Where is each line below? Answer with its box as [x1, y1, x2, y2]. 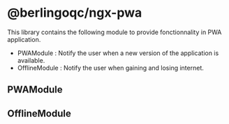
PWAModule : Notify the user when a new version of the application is [17, 49, 219, 57]
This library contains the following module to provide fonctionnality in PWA [7, 28, 222, 36]
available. [17, 56, 45, 64]
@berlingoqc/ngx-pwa [7, 5, 142, 21]
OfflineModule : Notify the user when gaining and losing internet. [17, 63, 204, 72]
